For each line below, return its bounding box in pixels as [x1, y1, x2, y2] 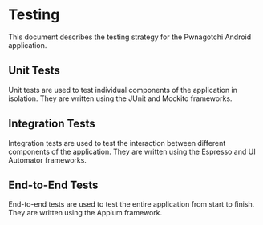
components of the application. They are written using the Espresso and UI [8, 147, 256, 156]
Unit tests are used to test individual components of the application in [8, 85, 238, 94]
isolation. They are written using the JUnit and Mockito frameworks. [8, 94, 233, 103]
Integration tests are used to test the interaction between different [8, 138, 226, 147]
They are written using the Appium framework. [8, 208, 163, 218]
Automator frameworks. [8, 155, 87, 165]
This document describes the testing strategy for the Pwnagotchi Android [8, 32, 252, 42]
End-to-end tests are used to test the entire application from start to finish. [8, 199, 255, 209]
